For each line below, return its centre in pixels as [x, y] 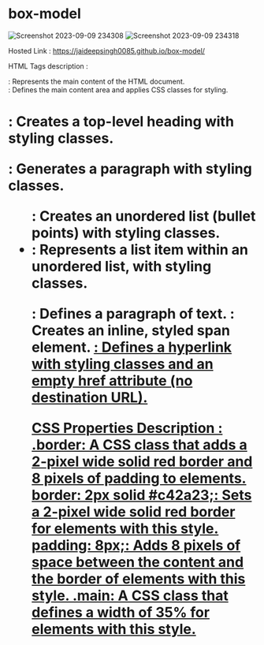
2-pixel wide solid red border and [142, 462]
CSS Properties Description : [127, 429]
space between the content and [138, 563]
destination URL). [89, 398]
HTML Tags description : [48, 66]
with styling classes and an [123, 364]
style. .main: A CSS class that [130, 596]
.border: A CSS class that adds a [139, 445]
